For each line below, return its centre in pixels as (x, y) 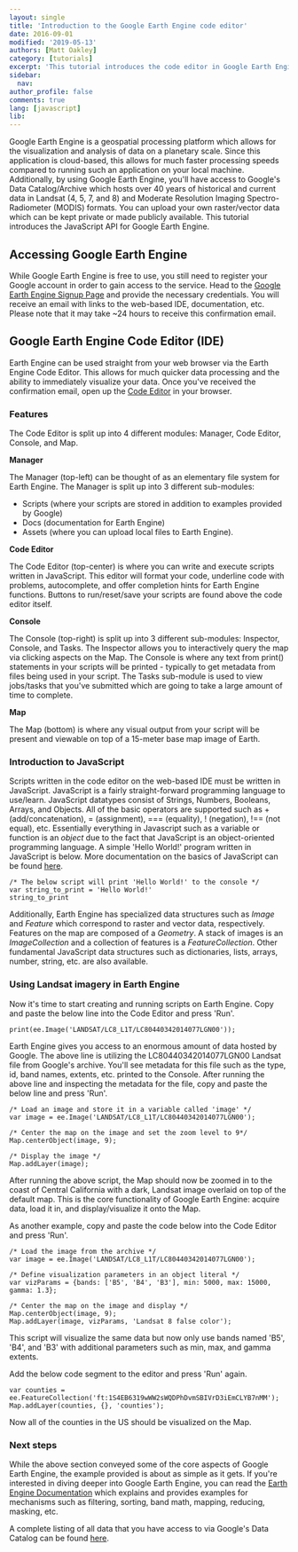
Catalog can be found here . (59, 1538)
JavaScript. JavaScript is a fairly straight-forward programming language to (147, 791)
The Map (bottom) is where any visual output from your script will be (134, 729)
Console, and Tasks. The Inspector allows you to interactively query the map (149, 648)
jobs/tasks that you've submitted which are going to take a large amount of (146, 686)
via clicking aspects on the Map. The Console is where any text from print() (147, 658)
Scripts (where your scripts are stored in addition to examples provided (152, 504)
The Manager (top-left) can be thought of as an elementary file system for (145, 477)
